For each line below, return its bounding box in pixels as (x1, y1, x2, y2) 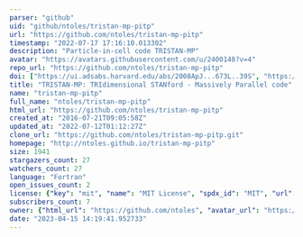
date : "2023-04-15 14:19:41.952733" (9, 214, 147, 223)
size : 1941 (9, 147, 50, 156)
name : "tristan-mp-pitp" (9, 88, 103, 97)
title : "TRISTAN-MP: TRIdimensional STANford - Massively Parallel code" (9, 80, 293, 89)
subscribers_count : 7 (9, 197, 91, 207)
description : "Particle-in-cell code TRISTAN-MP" (9, 47, 200, 56)
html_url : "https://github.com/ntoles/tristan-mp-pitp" (9, 105, 224, 114)
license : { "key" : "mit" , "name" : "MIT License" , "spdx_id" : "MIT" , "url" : (9, 189, 297, 198)
